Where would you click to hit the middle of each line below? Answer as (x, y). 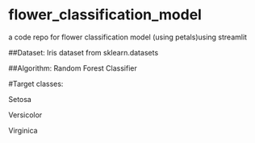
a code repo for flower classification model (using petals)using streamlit (128, 37)
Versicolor (25, 115)
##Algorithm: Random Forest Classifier (73, 68)
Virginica (23, 130)
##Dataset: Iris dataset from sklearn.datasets (84, 52)
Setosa (20, 99)
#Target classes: (36, 84)
